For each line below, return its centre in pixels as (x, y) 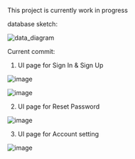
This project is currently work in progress (67, 10)
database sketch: (33, 24)
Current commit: (31, 51)
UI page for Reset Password (59, 106)
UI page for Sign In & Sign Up (60, 65)
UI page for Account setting (58, 134)
